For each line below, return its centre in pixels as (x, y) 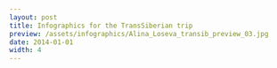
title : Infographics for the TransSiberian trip (101, 26)
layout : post (33, 17)
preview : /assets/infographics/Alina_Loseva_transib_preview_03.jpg (139, 34)
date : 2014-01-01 (41, 42)
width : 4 (25, 50)
